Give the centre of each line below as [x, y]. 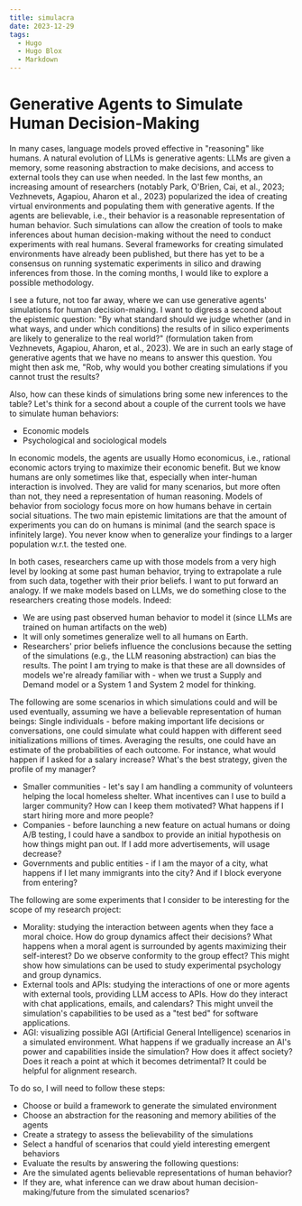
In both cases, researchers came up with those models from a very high [143, 561]
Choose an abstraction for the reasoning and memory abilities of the [149, 1115]
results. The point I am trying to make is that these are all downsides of [154, 665]
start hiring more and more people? [88, 815]
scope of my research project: [65, 909]
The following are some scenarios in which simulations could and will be [143, 702]
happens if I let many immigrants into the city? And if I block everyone [152, 872]
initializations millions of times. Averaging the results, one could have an [143, 740]
